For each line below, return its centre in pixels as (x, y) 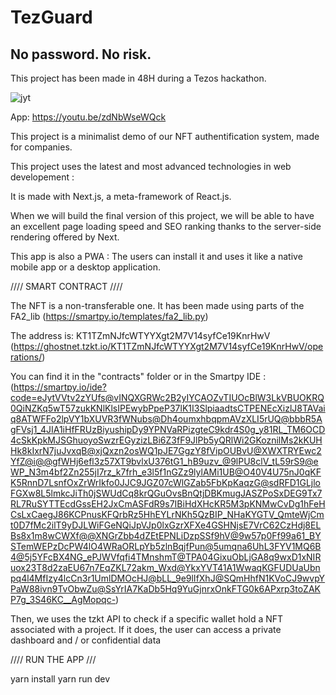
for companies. (41, 147)
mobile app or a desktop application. (86, 267)
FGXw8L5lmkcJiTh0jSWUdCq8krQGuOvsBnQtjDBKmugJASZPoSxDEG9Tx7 (166, 493)
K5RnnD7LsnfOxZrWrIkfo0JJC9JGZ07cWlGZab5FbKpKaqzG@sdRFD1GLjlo (166, 482)
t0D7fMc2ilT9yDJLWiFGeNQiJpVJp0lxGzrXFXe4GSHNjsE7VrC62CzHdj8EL (166, 525)
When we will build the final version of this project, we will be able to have (162, 215)
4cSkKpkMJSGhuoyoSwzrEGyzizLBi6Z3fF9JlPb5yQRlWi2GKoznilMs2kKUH (166, 440)
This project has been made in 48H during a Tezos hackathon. (138, 78)
